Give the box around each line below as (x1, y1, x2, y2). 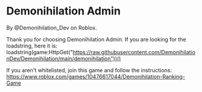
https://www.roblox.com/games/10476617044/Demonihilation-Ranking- (6, 73, 186, 80)
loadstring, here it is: (6, 42, 58, 49)
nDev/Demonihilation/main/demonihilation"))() (6, 55, 121, 62)
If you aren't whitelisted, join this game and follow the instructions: (6, 66, 172, 73)
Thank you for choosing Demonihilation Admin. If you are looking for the (6, 35, 187, 43)
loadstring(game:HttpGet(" (6, 48, 73, 55)
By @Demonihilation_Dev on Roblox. (6, 24, 97, 31)
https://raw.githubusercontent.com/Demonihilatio (72, 48, 196, 55)
